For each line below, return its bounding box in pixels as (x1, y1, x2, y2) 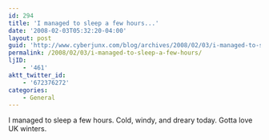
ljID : (8, 57, 26, 65)
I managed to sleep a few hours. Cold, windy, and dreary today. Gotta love (8, 115, 253, 125)
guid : (8, 42, 26, 50)
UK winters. (8, 124, 47, 134)
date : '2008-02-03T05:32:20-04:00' (8, 26, 127, 34)
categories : (8, 86, 48, 94)
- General (22, 94, 56, 102)
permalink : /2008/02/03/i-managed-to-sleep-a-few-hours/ (8, 49, 203, 57)
